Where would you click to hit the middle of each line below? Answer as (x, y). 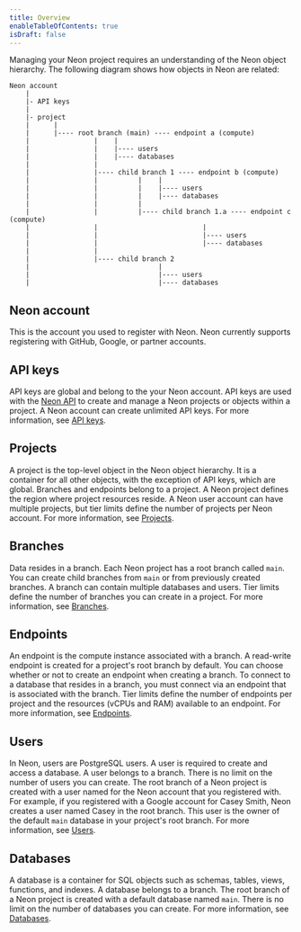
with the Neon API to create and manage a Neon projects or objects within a (150, 401)
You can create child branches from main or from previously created (135, 578)
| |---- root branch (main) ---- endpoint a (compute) (140, 133)
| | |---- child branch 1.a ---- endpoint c (159, 212)
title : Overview (40, 18)
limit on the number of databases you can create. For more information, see (149, 909)
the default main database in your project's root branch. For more (129, 820)
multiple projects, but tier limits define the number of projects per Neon (141, 508)
